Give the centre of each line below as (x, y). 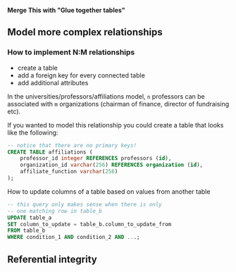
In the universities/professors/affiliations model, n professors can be (106, 96)
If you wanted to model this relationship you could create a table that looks (116, 125)
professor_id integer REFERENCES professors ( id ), (96, 159)
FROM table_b (26, 231)
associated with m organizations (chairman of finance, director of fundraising (118, 104)
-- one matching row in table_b (55, 211)
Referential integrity (52, 259)
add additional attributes (53, 82)
